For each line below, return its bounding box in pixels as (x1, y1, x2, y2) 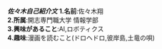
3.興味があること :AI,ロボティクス (7, 25, 104, 33)
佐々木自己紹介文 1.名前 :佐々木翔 (7, 7, 103, 15)
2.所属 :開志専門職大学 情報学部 (7, 16, 98, 24)
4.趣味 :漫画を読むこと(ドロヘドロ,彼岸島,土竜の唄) (7, 33, 155, 42)
